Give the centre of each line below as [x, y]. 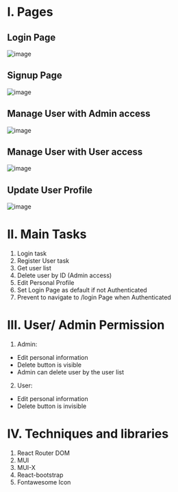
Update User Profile [50, 190]
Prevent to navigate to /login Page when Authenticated [94, 297]
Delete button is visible [49, 365]
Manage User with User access [75, 152]
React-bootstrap [40, 475]
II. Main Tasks [47, 234]
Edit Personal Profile [46, 283]
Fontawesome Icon [44, 482]
